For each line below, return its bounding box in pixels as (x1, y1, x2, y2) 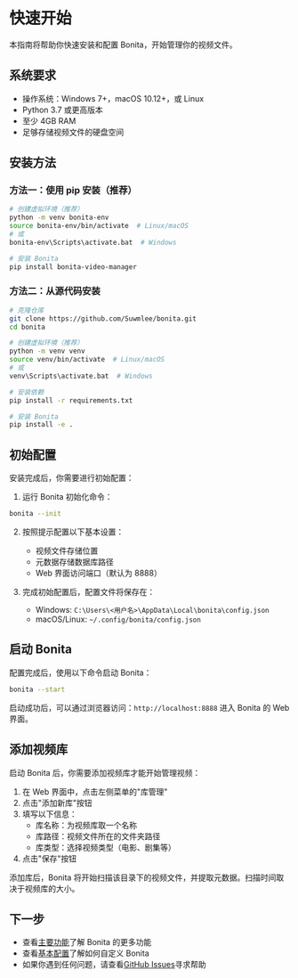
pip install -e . (9, 420, 74, 429)
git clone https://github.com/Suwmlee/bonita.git (9, 314, 197, 323)
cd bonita (9, 322, 46, 331)
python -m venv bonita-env (9, 213, 109, 223)
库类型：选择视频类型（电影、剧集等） (35, 842, 176, 852)
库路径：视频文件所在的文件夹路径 (35, 830, 161, 842)
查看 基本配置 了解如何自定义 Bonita (21, 948, 149, 958)
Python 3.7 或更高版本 (21, 104, 104, 115)
